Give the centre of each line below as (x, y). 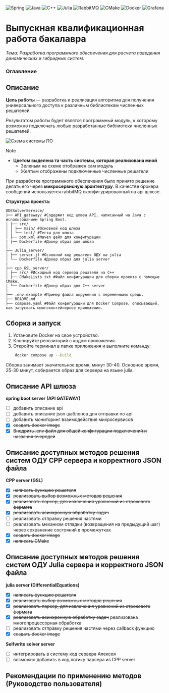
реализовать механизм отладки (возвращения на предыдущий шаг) (87, 524)
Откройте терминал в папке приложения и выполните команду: (82, 346)
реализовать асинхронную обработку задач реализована (75, 617)
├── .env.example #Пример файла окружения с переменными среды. (75, 295)
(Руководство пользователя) (54, 684)
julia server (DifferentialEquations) (43, 585)
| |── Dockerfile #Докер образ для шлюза (50, 242)
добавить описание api (38, 408)
